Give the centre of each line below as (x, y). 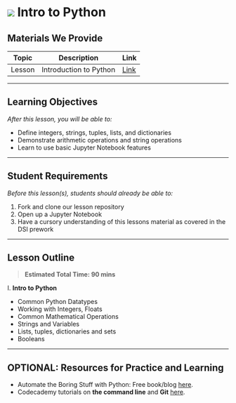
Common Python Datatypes (58, 302)
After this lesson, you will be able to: (60, 119)
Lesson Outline (41, 258)
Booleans (31, 339)
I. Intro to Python (32, 288)
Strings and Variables (48, 324)
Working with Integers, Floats (60, 309)
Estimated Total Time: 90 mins (70, 275)
